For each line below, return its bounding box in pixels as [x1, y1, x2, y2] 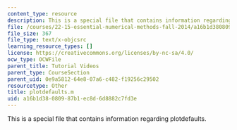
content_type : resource [7, 10, 78, 18]
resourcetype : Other [7, 82, 68, 89]
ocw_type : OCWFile [7, 56, 61, 63]
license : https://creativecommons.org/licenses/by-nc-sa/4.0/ [7, 50, 194, 57]
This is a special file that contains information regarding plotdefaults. [7, 115, 207, 123]
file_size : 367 [7, 30, 52, 37]
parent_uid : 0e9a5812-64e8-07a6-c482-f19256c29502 [7, 75, 159, 83]
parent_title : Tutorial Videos [7, 63, 99, 70]
